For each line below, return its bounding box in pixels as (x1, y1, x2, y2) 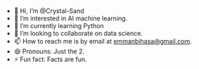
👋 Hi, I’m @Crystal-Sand (13, 7, 84, 15)
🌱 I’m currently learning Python (13, 22, 104, 30)
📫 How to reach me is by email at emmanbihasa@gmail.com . (13, 37, 192, 45)
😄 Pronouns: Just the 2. (13, 47, 84, 56)
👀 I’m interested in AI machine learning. (13, 14, 128, 23)
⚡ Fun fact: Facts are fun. (13, 55, 87, 63)
